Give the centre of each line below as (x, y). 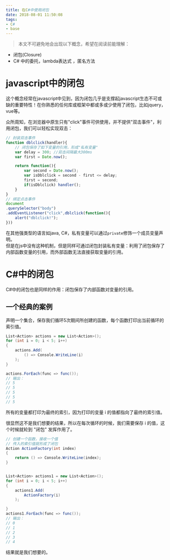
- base (13, 29)
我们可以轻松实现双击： (48, 128)
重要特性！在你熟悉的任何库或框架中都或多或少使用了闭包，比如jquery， (90, 105)
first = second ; (41, 180)
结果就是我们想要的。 (28, 552)
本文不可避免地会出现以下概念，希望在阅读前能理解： (74, 44)
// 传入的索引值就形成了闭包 (32, 444)
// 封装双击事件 (21, 138)
